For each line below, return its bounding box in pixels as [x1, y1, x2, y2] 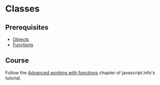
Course [5, 56, 29, 65]
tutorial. [5, 75, 21, 81]
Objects [12, 36, 29, 42]
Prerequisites [5, 23, 49, 32]
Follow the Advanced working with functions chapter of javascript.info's [5, 69, 155, 75]
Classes [5, 3, 40, 15]
